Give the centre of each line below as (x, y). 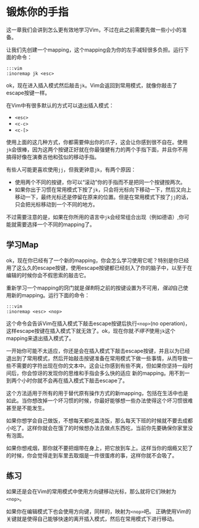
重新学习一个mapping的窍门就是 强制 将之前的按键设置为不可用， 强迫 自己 (95, 288)
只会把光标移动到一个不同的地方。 (56, 204)
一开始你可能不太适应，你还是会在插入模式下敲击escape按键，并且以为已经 (98, 351)
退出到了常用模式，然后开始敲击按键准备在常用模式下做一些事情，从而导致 (97, 358)
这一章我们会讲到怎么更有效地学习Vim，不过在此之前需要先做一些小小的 (94, 30)
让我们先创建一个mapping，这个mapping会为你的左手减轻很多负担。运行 (95, 50)
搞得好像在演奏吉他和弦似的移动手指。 (53, 157)
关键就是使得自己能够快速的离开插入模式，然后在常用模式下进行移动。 (92, 519)
